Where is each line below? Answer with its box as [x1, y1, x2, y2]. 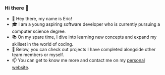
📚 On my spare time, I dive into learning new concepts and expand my [11, 34, 157, 40]
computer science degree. [11, 28, 66, 34]
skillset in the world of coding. [11, 41, 74, 47]
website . [11, 65, 30, 71]
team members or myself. [11, 52, 64, 58]
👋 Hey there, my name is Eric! [11, 16, 72, 22]
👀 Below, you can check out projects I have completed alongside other [11, 47, 156, 53]
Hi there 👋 [4, 4, 29, 11]
